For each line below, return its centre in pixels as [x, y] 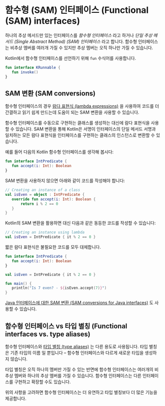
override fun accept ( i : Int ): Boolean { [54, 199]
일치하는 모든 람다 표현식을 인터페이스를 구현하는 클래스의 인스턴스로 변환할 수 [80, 135]
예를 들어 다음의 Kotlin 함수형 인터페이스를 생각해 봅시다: [59, 152]
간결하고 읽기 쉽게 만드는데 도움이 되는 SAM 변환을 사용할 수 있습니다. [72, 112]
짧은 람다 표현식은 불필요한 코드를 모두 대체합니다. [53, 247]
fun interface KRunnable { [33, 67]
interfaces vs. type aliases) [48, 334]
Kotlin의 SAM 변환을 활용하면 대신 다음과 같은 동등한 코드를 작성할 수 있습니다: [81, 223]
